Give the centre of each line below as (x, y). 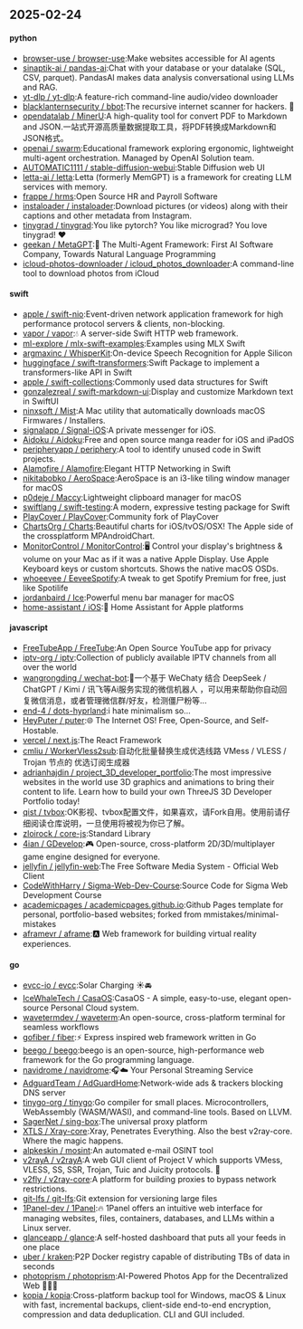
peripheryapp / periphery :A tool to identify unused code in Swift (142, 449)
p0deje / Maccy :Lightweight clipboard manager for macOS (132, 497)
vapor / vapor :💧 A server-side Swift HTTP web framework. (130, 333)
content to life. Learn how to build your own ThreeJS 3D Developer (147, 792)
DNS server (44, 1093)
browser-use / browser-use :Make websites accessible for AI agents (149, 58)
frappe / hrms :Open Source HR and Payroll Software (120, 196)
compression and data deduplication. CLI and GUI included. (133, 1315)
